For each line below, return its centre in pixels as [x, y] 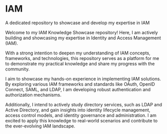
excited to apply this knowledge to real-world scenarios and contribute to [81, 120]
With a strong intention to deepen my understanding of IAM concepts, [78, 53]
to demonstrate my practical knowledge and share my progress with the [80, 63]
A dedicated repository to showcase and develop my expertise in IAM [77, 23]
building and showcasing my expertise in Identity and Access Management [83, 38]
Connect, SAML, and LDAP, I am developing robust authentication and [78, 89]
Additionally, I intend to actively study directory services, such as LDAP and [84, 104]
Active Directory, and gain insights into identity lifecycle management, [78, 110]
